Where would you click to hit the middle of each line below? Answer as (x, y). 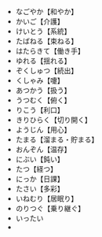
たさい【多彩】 (40, 189)
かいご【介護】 (40, 21)
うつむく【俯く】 (43, 100)
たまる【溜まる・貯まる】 (57, 139)
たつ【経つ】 (36, 169)
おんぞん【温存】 (43, 149)
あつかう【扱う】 (43, 90)
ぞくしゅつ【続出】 (47, 70)
